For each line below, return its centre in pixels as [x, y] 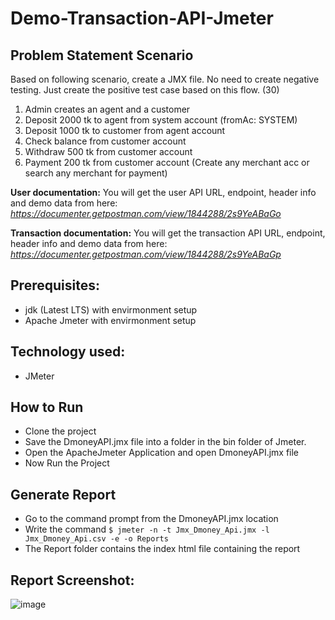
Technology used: [68, 352]
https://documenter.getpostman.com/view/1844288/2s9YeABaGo [146, 213]
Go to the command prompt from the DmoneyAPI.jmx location [151, 519]
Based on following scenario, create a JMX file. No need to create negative [165, 79]
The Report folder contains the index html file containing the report [162, 549]
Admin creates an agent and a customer [107, 109]
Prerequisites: [55, 285]
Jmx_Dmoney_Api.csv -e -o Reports [96, 539]
